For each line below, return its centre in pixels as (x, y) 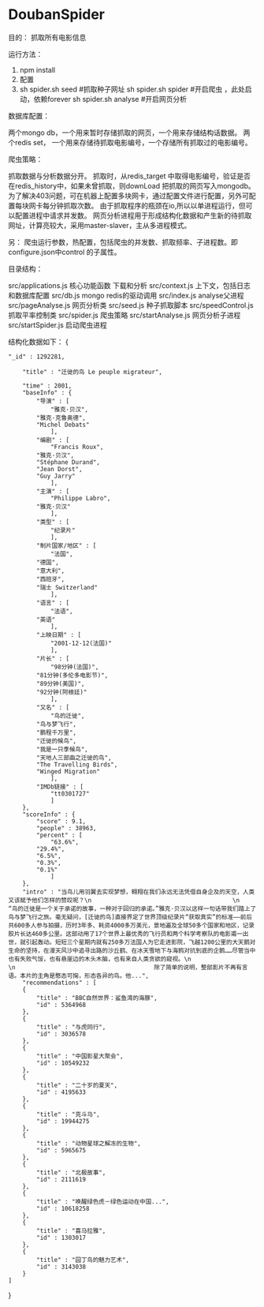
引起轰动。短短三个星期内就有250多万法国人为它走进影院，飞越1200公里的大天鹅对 (141, 942)
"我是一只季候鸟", (62, 749)
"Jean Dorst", (59, 469)
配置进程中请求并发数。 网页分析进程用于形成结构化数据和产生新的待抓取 (133, 215)
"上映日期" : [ (59, 635)
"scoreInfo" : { (49, 815)
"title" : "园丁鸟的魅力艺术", (83, 1260)
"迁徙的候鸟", (57, 741)
